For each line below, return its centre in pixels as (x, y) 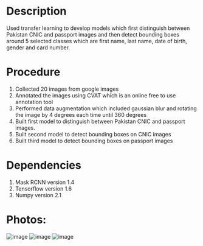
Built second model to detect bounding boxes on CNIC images (93, 134)
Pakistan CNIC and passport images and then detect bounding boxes (93, 34)
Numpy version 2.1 (38, 195)
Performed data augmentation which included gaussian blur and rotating (106, 108)
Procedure (33, 72)
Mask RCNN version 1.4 (45, 182)
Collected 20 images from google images (67, 89)
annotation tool (34, 102)
